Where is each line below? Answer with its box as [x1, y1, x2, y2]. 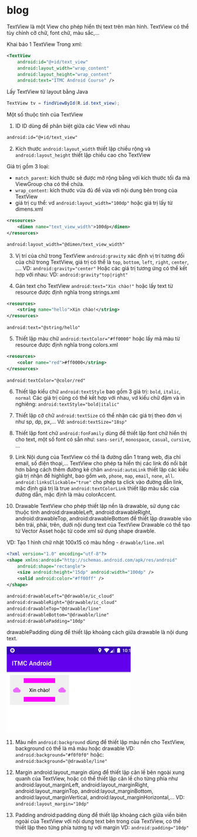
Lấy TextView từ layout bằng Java [6, 88, 89, 95]
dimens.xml [15, 205, 43, 212]
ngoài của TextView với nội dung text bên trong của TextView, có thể [15, 818, 181, 825]
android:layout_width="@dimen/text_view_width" [6, 241, 125, 247]
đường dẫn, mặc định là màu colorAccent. [15, 491, 117, 498]
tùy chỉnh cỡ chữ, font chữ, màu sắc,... [6, 29, 100, 36]
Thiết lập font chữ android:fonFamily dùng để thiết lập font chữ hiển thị [15, 429, 187, 436]
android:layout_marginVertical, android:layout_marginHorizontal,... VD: [15, 794, 185, 801]
